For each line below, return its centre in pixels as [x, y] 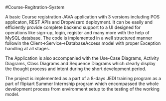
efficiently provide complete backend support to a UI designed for [73, 27]
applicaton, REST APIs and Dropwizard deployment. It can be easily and [79, 22]
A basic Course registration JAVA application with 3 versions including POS [83, 17]
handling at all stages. [28, 49]
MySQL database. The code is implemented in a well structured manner [79, 38]
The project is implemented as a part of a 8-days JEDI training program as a [83, 78]
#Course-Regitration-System [35, 7]
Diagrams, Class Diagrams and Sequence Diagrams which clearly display [80, 63]
